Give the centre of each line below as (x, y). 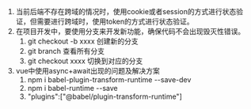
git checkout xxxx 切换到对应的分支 (85, 61)
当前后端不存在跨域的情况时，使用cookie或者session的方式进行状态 (126, 11)
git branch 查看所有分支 (66, 51)
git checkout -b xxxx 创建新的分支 (83, 41)
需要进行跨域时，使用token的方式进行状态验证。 (115, 21)
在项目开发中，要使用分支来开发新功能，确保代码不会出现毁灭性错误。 (130, 31)
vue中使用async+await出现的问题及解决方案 (87, 71)
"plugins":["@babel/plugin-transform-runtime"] (105, 96)
